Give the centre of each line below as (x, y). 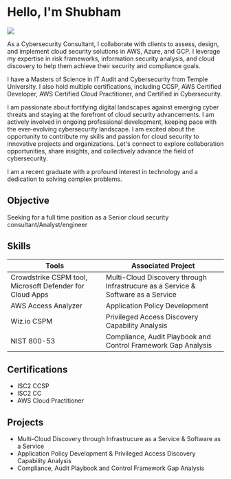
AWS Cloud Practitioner (51, 401)
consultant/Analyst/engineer (47, 224)
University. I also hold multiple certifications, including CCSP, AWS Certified (114, 86)
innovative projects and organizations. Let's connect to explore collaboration (115, 143)
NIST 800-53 (33, 341)
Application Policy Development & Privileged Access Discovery (106, 454)
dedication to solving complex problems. (65, 179)
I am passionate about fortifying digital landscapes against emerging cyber (113, 107)
